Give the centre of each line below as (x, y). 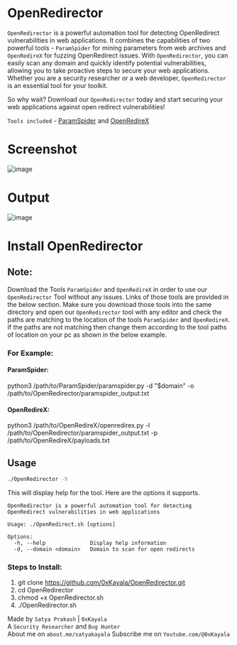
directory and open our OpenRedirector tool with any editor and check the (115, 312)
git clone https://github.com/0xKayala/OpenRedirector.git (101, 582)
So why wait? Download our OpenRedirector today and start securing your (115, 99)
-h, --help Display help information (90, 543)
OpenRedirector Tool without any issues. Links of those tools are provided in (118, 297)
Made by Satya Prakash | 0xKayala (57, 619)
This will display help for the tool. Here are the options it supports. (104, 492)
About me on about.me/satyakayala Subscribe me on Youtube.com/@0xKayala (119, 634)
